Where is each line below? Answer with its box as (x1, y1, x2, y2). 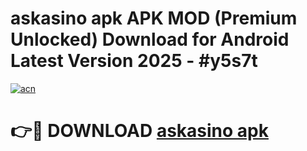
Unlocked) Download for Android (10, 28, 290, 51)
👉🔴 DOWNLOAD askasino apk (10, 120, 269, 142)
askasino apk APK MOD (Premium (10, 7, 298, 30)
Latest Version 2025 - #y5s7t (10, 50, 258, 72)
